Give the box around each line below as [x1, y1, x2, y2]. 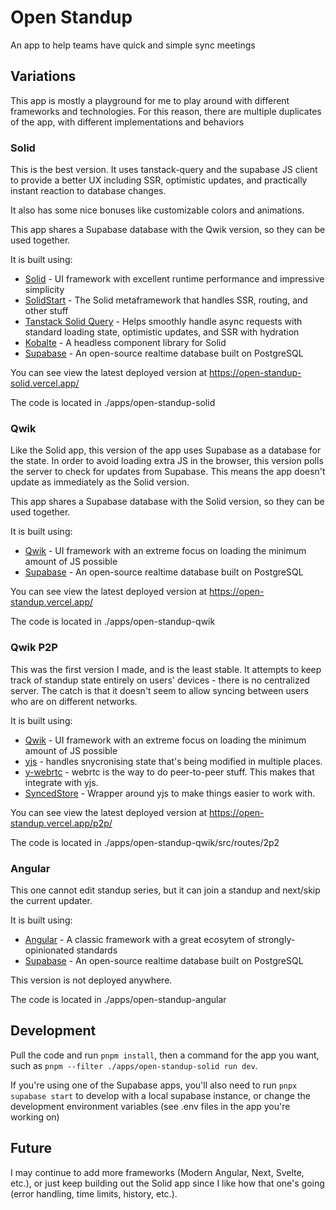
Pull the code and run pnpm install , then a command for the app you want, [10, 1049, 320, 1061]
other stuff [24, 305, 69, 317]
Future [10, 1140, 53, 1157]
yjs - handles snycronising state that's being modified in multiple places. [24, 755, 323, 767]
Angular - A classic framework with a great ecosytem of [24, 933, 256, 945]
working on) [10, 1111, 60, 1123]
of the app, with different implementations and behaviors [10, 116, 245, 128]
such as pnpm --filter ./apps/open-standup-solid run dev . [10, 1059, 258, 1071]
